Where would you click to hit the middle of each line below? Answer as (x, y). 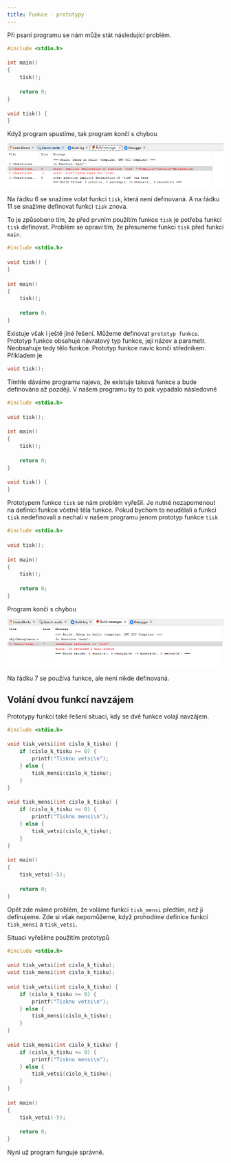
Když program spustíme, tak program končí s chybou (82, 134)
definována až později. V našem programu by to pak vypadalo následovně (112, 389)
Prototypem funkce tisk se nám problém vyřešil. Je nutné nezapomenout (111, 503)
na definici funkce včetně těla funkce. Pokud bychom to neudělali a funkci (112, 510)
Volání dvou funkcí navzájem (70, 700)
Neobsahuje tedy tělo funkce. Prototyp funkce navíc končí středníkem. (107, 348)
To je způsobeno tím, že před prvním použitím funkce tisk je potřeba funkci (114, 220)
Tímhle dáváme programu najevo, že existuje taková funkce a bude (102, 382)
